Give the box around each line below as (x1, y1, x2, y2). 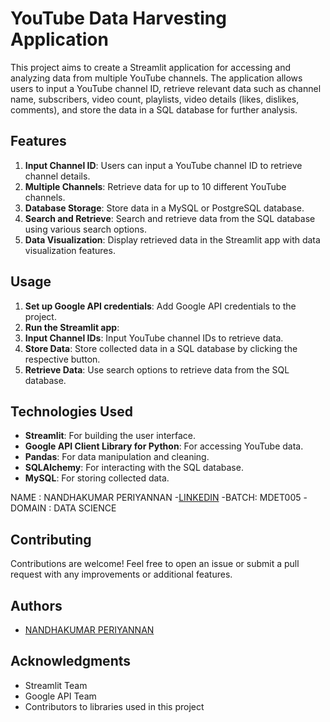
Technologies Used (10, 403, 133, 420)
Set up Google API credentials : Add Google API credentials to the (24, 300, 297, 312)
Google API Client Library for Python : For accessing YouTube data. (24, 440, 304, 452)
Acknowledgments (10, 653, 132, 670)
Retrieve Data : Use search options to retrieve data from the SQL (24, 363, 290, 376)
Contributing (10, 531, 92, 548)
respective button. (24, 353, 101, 365)
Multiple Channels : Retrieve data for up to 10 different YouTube (24, 180, 287, 192)
